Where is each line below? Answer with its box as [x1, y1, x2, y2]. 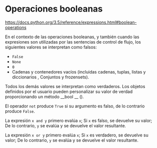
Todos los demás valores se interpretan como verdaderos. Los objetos [5, 83, 145, 89]
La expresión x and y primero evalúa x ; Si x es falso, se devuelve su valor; [5, 118, 152, 123]
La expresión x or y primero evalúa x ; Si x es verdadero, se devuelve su [5, 132, 149, 138]
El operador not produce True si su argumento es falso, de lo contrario [5, 103, 145, 109]
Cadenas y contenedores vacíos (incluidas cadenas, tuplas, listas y [12, 69, 146, 74]
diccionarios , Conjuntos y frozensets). [12, 74, 89, 80]
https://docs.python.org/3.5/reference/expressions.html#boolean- [5, 19, 137, 25]
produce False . [5, 108, 35, 114]
